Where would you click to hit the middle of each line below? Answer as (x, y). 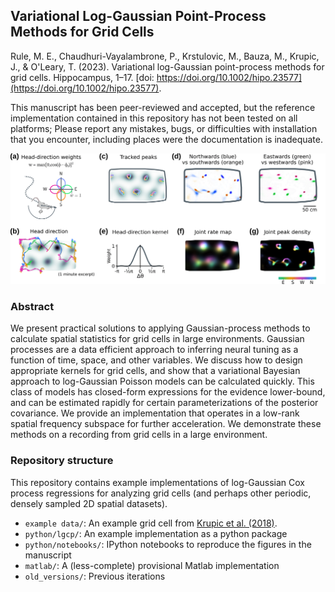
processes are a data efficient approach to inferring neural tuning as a (154, 350)
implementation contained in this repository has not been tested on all (154, 118)
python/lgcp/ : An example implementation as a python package (156, 533)
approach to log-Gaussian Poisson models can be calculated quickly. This (162, 381)
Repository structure (62, 461)
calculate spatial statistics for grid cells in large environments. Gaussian (157, 339)
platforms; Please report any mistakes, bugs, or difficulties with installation (164, 128)
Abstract (32, 306)
